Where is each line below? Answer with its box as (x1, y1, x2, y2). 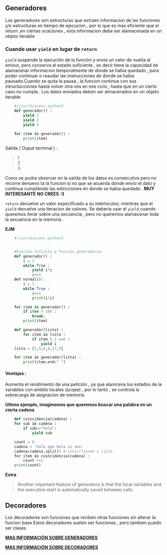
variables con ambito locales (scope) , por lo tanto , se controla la (5, 386, 140, 393)
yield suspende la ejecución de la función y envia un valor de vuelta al (5, 57, 151, 63)
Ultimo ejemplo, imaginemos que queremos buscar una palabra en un (5, 401, 152, 408)
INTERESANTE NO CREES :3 (5, 191, 64, 197)
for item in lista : (23, 332, 66, 337)
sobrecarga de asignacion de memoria (5, 392, 85, 398)
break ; (31, 314, 46, 319)
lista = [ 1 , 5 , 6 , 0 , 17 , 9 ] (14, 346, 64, 351)
